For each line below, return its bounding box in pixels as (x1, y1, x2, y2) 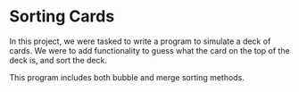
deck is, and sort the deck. (9, 54, 107, 65)
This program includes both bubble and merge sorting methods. (9, 71, 245, 82)
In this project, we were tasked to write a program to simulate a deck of (9, 36, 271, 46)
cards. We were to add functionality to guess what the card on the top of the (9, 45, 290, 55)
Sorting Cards (9, 6, 115, 27)
